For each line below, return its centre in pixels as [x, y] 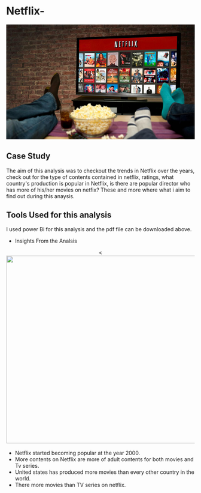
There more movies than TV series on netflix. [70, 485]
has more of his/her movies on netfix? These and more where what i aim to [98, 190]
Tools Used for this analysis [59, 215]
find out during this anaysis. [40, 196]
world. [23, 479]
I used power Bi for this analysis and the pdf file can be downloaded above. [99, 229]
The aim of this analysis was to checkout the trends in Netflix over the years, [100, 171]
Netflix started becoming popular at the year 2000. [77, 453]
